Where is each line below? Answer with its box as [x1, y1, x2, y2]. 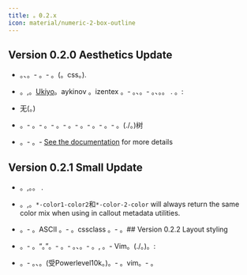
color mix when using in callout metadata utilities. [19, 209, 181, 218]
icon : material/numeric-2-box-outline [8, 19, 136, 27]
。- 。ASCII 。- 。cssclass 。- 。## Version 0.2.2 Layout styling [19, 224, 229, 234]
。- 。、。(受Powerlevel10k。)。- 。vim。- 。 [19, 258, 158, 268]
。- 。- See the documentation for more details [19, 137, 174, 147]
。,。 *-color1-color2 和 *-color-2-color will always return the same [19, 199, 240, 209]
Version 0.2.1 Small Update [8, 160, 144, 174]
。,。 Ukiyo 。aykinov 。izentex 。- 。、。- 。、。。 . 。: [19, 87, 184, 96]
